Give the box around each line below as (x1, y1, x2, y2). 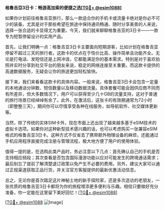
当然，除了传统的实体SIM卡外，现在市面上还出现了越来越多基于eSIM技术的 (5, 120, 157, 125)
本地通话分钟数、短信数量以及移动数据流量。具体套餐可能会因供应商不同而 (9, 85, 160, 91)
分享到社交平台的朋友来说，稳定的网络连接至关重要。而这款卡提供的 (22, 62, 160, 68)
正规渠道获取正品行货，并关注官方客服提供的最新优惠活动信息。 (9, 167, 138, 173)
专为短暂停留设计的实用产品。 (5, 34, 65, 39)
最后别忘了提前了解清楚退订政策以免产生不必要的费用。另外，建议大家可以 (5, 161, 156, 166)
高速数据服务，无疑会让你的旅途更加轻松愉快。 (5, 69, 100, 74)
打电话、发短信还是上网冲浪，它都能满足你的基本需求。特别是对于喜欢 (13, 56, 156, 62)
